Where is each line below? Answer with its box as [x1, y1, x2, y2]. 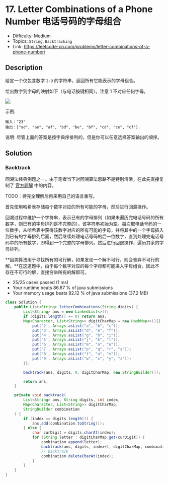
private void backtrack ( [14, 393, 66, 398]
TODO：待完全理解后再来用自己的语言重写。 [5, 193, 98, 199]
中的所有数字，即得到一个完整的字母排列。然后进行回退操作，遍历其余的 [9, 240, 159, 246]
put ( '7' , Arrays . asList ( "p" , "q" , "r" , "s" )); [32, 347, 132, 352]
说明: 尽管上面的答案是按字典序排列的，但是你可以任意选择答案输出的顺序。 [5, 134, 162, 140]
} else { [23, 426, 42, 431]
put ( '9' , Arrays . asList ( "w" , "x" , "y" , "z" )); [32, 356, 132, 361]
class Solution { [5, 300, 42, 305]
